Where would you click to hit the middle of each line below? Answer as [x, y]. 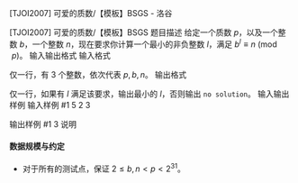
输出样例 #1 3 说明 [43, 124]
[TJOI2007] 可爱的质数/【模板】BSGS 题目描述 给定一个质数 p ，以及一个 [144, 32]
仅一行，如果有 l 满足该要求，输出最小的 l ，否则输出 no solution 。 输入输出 [149, 94]
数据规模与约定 [37, 146]
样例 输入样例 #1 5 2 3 [50, 105]
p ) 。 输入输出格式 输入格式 [61, 55]
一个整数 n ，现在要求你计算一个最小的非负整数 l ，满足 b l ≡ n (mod [154, 43]
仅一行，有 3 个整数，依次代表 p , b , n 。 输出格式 [98, 74]
